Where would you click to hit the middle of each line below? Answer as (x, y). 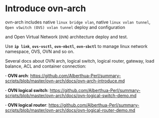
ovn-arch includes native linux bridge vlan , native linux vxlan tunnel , (78, 22)
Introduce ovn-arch (46, 9)
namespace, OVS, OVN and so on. (40, 51)
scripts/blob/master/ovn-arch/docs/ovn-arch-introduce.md (65, 81)
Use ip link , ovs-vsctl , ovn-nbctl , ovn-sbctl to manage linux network (76, 46)
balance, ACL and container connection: (46, 66)
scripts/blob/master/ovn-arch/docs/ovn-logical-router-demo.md (70, 110)
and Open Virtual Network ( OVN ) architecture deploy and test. (66, 37)
